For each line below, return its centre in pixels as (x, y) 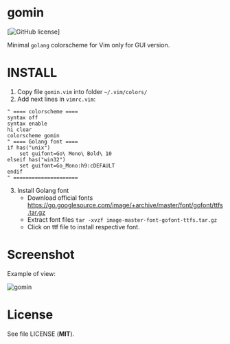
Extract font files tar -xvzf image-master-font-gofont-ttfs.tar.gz (122, 219)
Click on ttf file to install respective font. (83, 227)
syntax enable (27, 124)
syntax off (23, 117)
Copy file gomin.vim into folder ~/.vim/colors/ (82, 91)
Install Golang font (43, 190)
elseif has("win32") (37, 159)
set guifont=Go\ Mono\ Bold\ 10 (66, 153)
